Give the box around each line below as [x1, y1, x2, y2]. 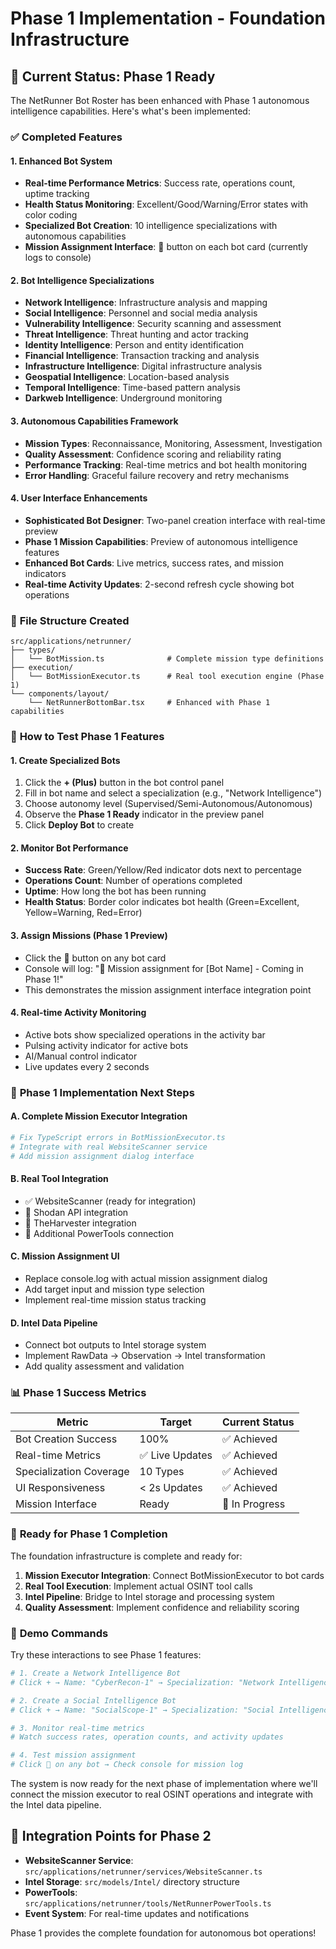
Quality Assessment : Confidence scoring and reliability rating [24, 448, 282, 460]
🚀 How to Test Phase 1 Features [10, 729, 165, 743]
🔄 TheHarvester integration [24, 1217, 137, 1229]
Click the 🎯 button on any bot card [24, 952, 167, 964]
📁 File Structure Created [10, 613, 130, 627]
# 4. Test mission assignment [10, 1750, 137, 1761]
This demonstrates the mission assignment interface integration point [24, 983, 312, 996]
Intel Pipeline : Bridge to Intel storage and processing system [24, 1590, 275, 1602]
